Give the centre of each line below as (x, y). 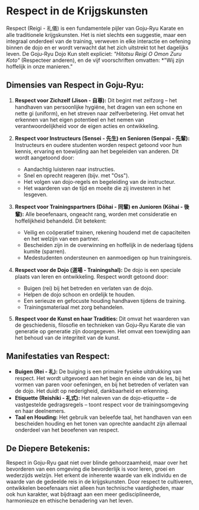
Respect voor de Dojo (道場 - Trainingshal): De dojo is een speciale (98, 270)
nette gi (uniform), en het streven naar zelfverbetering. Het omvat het (99, 113)
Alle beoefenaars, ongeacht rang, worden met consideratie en (101, 214)
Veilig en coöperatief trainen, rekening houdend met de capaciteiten (107, 232)
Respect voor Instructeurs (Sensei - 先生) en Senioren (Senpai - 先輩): (102, 138)
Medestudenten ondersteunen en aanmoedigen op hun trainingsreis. (108, 258)
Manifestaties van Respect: (58, 356)
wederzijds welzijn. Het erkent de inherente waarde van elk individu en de (97, 475)
